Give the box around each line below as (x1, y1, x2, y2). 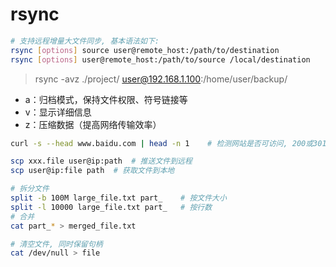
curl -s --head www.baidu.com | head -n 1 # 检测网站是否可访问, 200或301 (10, 138, 327, 148)
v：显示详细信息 (24, 106, 92, 118)
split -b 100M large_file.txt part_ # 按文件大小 (10, 193, 227, 203)
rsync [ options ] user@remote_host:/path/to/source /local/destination (10, 54, 311, 65)
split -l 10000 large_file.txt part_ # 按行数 (10, 202, 213, 212)
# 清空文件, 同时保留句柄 (10, 239, 103, 249)
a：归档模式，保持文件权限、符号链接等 (24, 93, 188, 105)
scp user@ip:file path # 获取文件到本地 (10, 166, 175, 176)
